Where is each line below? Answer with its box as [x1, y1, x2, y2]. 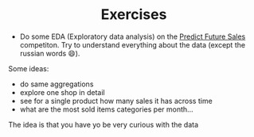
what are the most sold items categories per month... [19, 105, 193, 114]
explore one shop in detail [19, 87, 105, 97]
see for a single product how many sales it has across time [19, 96, 213, 105]
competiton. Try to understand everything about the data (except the [19, 40, 245, 49]
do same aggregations [19, 79, 94, 89]
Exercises [100, 6, 167, 24]
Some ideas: [8, 63, 49, 73]
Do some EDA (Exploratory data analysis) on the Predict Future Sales [19, 32, 246, 41]
